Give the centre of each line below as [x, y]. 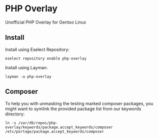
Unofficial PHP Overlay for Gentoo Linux [46, 22]
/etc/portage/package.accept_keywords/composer [55, 131]
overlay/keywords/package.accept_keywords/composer [59, 127]
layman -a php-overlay [28, 77]
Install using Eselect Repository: [37, 49]
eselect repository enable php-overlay [46, 58]
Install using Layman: [26, 67]
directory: [15, 114]
